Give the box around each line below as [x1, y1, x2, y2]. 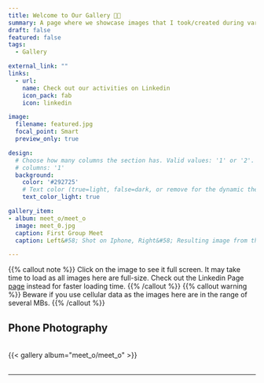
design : [8, 149, 34, 157]
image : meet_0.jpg [15, 222, 76, 230]
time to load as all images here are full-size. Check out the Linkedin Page [8, 273, 244, 283]
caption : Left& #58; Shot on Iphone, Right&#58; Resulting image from [15, 237, 247, 245]
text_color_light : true [22, 193, 101, 201]
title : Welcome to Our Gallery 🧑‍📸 [8, 11, 122, 20]
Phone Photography [8, 321, 108, 334]
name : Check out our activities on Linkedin [22, 84, 170, 92]
